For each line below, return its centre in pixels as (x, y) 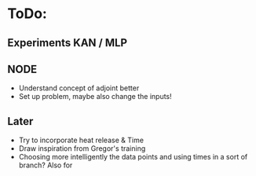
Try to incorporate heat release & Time (81, 140)
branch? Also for (46, 165)
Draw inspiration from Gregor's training (82, 148)
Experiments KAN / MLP (67, 43)
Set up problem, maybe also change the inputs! (95, 97)
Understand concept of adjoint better (79, 88)
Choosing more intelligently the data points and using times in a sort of (133, 157)
